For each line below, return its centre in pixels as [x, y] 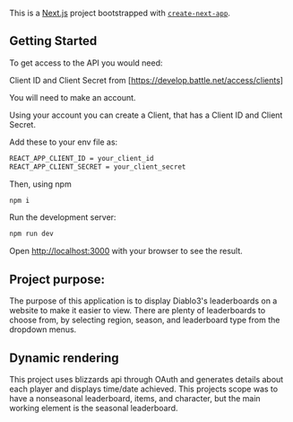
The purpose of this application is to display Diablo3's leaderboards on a [143, 301]
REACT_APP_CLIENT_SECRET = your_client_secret [98, 167]
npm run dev [31, 234]
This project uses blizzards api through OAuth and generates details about [146, 379]
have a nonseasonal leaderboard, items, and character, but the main [135, 398]
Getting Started [53, 41]
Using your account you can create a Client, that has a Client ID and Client [146, 115]
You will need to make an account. [73, 97]
